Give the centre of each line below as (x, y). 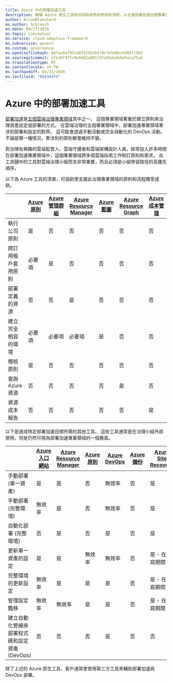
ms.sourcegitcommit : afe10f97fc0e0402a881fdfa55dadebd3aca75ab (74, 58)
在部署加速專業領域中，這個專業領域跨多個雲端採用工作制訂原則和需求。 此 (84, 155)
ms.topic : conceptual (28, 34)
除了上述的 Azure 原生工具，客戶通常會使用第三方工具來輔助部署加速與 (80, 668)
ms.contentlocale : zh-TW (32, 67)
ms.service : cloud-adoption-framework (47, 39)
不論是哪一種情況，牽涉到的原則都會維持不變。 (55, 138)
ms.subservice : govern (29, 44)
